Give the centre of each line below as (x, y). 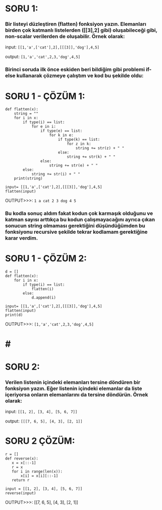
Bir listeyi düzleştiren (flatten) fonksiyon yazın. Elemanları (76, 24)
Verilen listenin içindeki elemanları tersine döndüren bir (73, 382)
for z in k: (79, 144)
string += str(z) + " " (100, 148)
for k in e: (61, 135)
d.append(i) (44, 298)
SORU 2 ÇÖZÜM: (40, 441)
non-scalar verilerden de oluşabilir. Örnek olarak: (65, 37)
